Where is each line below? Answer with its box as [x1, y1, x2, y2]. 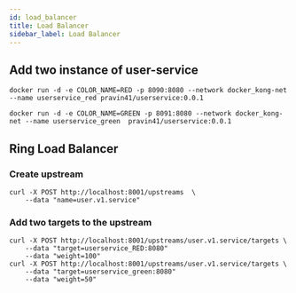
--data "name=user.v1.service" [25, 195, 141, 204]
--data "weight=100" [25, 252, 101, 261]
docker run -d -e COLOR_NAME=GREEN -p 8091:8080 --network [9, 109, 232, 118]
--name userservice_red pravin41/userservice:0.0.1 [9, 94, 204, 103]
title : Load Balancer [9, 21, 90, 30]
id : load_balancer [9, 12, 77, 22]
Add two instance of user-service [9, 62, 199, 77]
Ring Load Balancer [9, 141, 119, 156]
